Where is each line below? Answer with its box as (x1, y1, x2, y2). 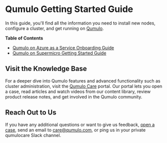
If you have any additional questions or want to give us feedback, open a (5, 121, 155, 127)
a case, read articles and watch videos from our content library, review (5, 88, 151, 94)
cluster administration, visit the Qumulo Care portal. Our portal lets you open (5, 83, 162, 89)
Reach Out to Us (5, 108, 56, 117)
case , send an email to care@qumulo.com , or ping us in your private (5, 126, 146, 133)
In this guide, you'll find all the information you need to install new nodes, (5, 20, 156, 26)
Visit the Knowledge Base (5, 64, 87, 73)
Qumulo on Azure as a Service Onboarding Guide (12, 44, 114, 50)
